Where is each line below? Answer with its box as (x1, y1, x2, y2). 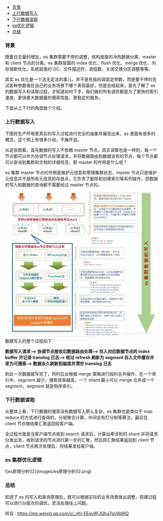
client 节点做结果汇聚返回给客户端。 (5, 421, 77, 426)
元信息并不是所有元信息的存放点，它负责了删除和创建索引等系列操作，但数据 (5, 175, 158, 181)
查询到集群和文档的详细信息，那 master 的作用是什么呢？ (13, 159, 128, 165)
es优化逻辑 (12, 22, 34, 28)
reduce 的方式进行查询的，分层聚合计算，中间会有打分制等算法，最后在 (5, 414, 148, 420)
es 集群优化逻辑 (5, 456, 42, 463)
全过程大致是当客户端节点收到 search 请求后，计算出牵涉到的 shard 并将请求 (5, 431, 158, 437)
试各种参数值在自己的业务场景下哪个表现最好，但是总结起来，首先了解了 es (5, 82, 156, 89)
